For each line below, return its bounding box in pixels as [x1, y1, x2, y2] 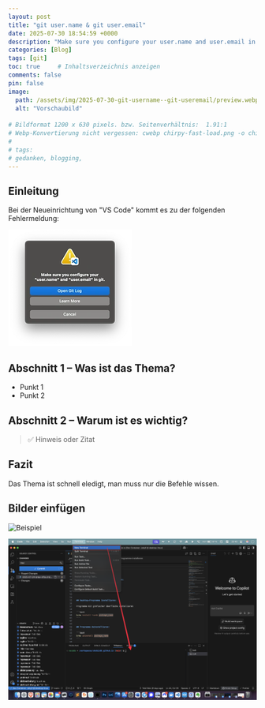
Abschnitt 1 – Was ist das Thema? [8, 361, 176, 375]
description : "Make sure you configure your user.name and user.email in [8, 38, 256, 46]
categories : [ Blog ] [8, 46, 73, 54]
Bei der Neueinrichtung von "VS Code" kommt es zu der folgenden [8, 205, 226, 215]
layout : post [8, 13, 51, 21]
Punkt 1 [19, 383, 44, 392]
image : [8, 88, 30, 96]
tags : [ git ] [8, 54, 47, 62]
